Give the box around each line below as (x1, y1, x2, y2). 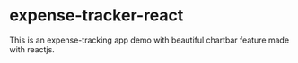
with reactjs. (9, 43, 56, 54)
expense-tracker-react (9, 5, 184, 26)
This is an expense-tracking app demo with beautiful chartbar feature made (9, 35, 290, 45)
